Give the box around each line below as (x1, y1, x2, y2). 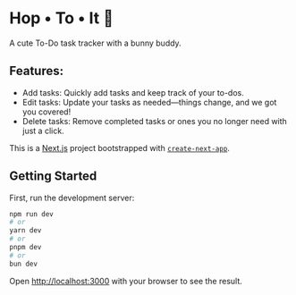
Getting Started (9, 169, 97, 184)
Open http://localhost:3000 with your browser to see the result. (9, 275, 243, 286)
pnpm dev (9, 243, 42, 252)
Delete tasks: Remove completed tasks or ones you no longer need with (21, 115, 288, 126)
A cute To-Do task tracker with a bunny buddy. (9, 38, 182, 48)
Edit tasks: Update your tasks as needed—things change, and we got (21, 97, 277, 107)
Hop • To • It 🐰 (9, 8, 114, 29)
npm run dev (9, 209, 54, 218)
